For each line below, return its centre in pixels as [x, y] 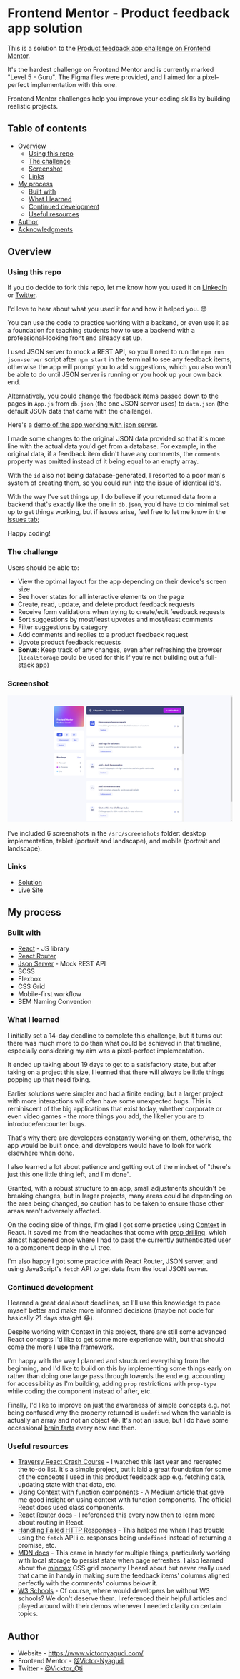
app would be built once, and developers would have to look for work [109, 1145]
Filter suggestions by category [63, 627]
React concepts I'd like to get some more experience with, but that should [116, 1340]
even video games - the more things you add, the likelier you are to [106, 1116]
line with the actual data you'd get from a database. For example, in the [112, 446]
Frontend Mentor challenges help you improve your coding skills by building [119, 99]
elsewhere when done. [41, 1153]
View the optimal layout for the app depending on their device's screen [122, 581]
